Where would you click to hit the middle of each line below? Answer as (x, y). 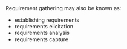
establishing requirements (47, 20)
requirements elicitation (44, 26)
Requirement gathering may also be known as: (63, 8)
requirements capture (41, 39)
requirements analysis (42, 33)
